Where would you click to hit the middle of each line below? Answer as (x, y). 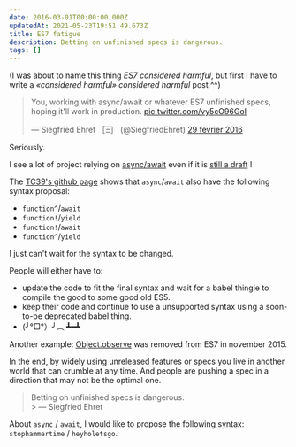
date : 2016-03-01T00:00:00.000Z (68, 17)
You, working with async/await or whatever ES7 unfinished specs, (151, 102)
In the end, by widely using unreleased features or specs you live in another (147, 362)
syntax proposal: (40, 191)
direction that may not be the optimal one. (85, 381)
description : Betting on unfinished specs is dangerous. (116, 42)
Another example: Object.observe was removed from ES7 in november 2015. (148, 344)
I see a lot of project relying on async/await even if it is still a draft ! (131, 165)
